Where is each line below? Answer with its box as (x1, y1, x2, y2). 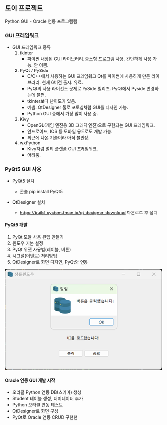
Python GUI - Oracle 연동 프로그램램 (5, 18, 77, 24)
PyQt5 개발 (5, 222, 28, 228)
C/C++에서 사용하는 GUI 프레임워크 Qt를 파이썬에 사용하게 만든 (27, 73, 151, 79)
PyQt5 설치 (12, 178, 35, 184)
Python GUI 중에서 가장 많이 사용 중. (27, 111, 98, 117)
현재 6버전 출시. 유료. (42, 79, 83, 85)
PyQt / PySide (19, 68, 49, 73)
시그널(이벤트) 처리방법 (12, 252, 57, 259)
